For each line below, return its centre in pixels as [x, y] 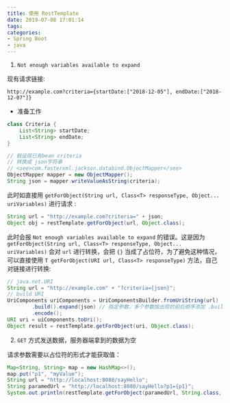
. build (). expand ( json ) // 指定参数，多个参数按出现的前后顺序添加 [118, 307]
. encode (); [47, 313]
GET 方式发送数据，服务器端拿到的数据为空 [77, 340]
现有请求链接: [26, 79]
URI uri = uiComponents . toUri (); [55, 320]
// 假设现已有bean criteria [44, 156]
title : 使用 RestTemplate [43, 13]
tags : [15, 26]
